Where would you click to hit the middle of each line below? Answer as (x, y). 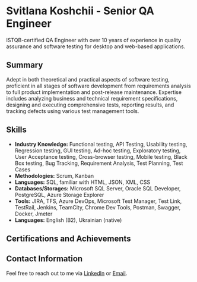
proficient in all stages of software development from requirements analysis (99, 86)
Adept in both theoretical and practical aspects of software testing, (88, 79)
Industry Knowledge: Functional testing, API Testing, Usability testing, (101, 144)
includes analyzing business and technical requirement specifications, (92, 98)
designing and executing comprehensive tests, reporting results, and (90, 105)
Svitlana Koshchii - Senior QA (80, 11)
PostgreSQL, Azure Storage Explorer (59, 195)
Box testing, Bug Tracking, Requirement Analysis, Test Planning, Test (99, 163)
